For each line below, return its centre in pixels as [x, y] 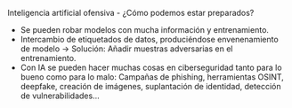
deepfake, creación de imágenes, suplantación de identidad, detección [150, 86]
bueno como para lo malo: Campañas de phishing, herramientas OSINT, [152, 77]
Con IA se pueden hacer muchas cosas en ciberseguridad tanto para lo [151, 67]
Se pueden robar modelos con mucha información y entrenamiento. [145, 30]
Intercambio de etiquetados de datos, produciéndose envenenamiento [149, 39]
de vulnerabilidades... [60, 96]
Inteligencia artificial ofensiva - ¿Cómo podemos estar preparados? [131, 13]
